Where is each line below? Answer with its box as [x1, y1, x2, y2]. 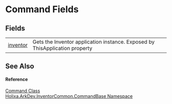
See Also [5, 62, 34, 71]
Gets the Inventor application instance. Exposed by [32, 38, 155, 45]
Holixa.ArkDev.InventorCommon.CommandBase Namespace [5, 93, 133, 99]
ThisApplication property [32, 45, 93, 51]
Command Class [5, 88, 40, 94]
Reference [5, 76, 28, 82]
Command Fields [5, 4, 79, 15]
